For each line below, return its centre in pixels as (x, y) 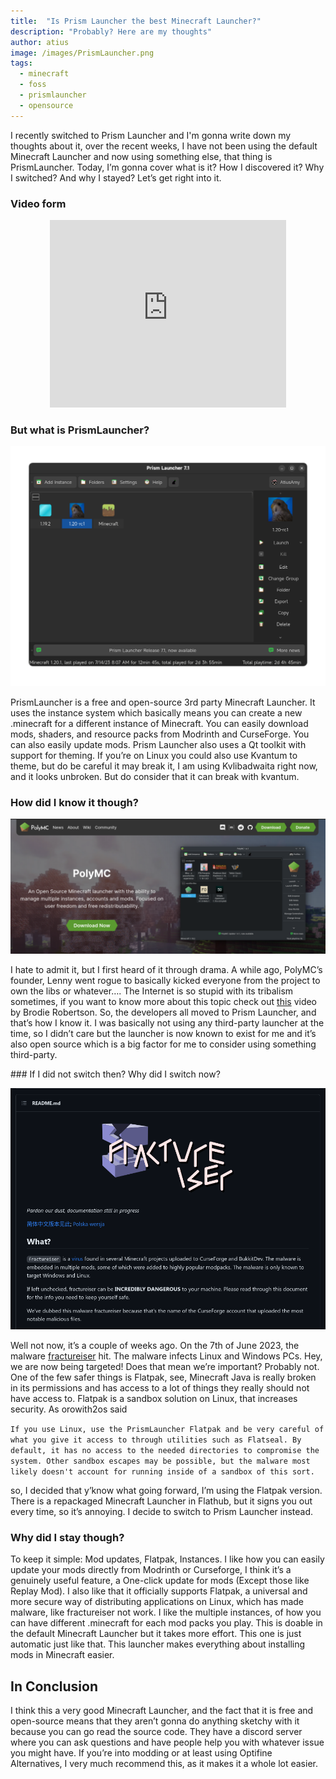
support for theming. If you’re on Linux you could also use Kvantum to (154, 755)
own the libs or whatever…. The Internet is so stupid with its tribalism (152, 991)
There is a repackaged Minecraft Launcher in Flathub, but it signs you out (161, 1501)
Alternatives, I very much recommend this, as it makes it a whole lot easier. (164, 1764)
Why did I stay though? (67, 1537)
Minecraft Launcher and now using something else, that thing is (141, 156)
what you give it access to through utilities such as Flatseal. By (156, 1440)
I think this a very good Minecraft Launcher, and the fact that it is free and (162, 1711)
